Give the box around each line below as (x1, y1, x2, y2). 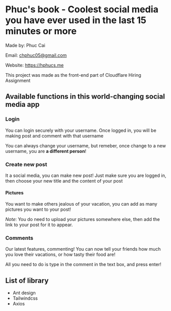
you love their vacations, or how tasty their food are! (5, 252, 116, 258)
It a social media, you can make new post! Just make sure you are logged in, (5, 172, 166, 179)
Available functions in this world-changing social (5, 92, 165, 101)
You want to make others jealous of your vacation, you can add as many (5, 201, 158, 207)
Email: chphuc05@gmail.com (5, 52, 67, 58)
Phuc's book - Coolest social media (5, 4, 159, 15)
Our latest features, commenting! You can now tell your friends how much (5, 246, 161, 252)
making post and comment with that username (5, 132, 104, 139)
